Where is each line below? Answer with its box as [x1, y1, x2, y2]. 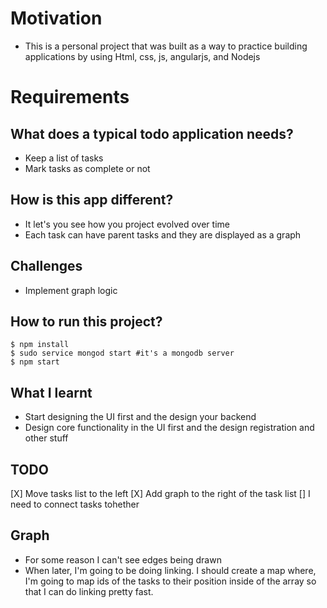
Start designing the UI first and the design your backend [24, 411, 257, 423]
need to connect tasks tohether [10, 498, 140, 510]
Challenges [10, 258, 83, 275]
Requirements [10, 86, 130, 109]
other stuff [24, 432, 69, 444]
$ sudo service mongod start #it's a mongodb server [10, 348, 235, 359]
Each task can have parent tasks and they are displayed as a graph [24, 228, 302, 241]
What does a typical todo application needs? [10, 125, 294, 142]
